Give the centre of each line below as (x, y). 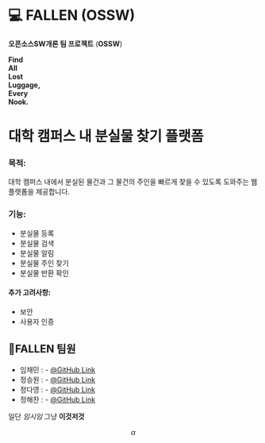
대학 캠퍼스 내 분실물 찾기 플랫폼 (106, 137)
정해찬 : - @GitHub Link (58, 399)
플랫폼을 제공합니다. (39, 192)
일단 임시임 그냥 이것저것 (46, 416)
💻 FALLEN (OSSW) (72, 15)
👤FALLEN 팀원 (42, 349)
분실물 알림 (37, 253)
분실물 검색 (37, 243)
